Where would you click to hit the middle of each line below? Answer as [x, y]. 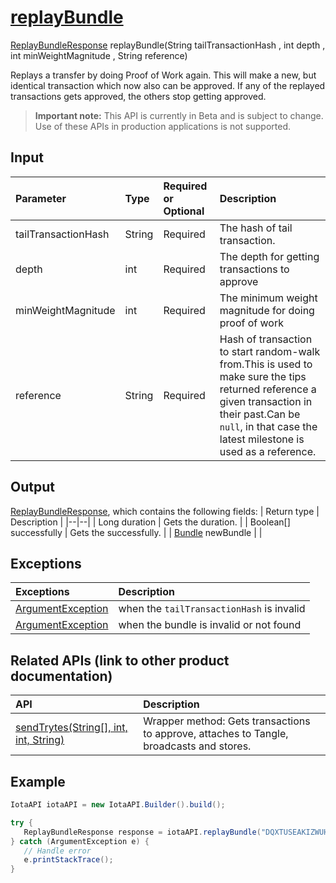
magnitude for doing [267, 310]
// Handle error [57, 851]
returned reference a [268, 389]
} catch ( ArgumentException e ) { [80, 841]
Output [32, 487]
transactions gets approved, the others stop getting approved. [138, 96]
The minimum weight [268, 298]
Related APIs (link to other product [120, 660]
